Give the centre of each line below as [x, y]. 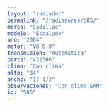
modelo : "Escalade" [36, 33]
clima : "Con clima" [36, 66]
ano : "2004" [25, 40]
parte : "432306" [31, 60]
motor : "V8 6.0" [31, 46]
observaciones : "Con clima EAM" [55, 86]
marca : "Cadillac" [34, 27]
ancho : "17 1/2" [31, 79]
